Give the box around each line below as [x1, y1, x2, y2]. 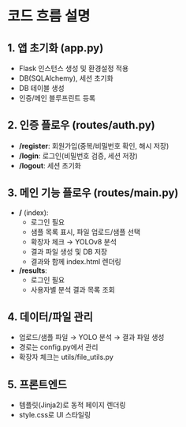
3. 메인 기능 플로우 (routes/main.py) [7, 187, 179, 200]
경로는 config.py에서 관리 [18, 342, 99, 352]
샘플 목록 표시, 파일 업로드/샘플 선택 [30, 227, 141, 236]
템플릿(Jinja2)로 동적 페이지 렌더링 [18, 400, 126, 410]
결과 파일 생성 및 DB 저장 [30, 247, 108, 256]
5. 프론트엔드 [7, 377, 68, 391]
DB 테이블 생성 [18, 84, 65, 93]
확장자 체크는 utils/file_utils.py [18, 353, 113, 362]
